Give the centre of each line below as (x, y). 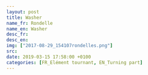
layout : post (23, 12)
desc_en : (17, 40)
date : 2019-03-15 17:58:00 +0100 (49, 57)
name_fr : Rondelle (30, 23)
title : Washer (24, 18)
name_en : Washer (27, 29)
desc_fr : (17, 34)
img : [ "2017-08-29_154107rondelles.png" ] (60, 46)
